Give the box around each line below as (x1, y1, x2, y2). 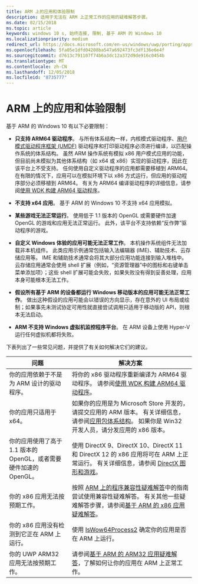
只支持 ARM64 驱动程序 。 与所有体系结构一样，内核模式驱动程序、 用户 (14, 135, 187, 142)
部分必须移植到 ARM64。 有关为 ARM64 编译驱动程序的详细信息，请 (19, 180, 186, 187)
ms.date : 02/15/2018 (6, 20, 57, 25)
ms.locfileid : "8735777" (6, 74, 67, 80)
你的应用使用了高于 (9, 437, 63, 445)
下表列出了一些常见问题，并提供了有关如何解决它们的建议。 (6, 343, 151, 351)
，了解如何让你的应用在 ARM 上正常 (77, 559, 177, 567)
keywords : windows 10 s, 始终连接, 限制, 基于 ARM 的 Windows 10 (6, 31, 162, 37)
